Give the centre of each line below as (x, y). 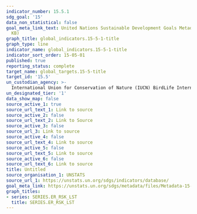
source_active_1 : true (34, 104)
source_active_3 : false (35, 126)
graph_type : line (27, 45)
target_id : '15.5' (28, 77)
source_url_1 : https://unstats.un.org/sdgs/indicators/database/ (87, 181)
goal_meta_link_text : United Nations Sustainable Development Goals (91, 28)
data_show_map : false (33, 98)
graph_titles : (23, 191)
